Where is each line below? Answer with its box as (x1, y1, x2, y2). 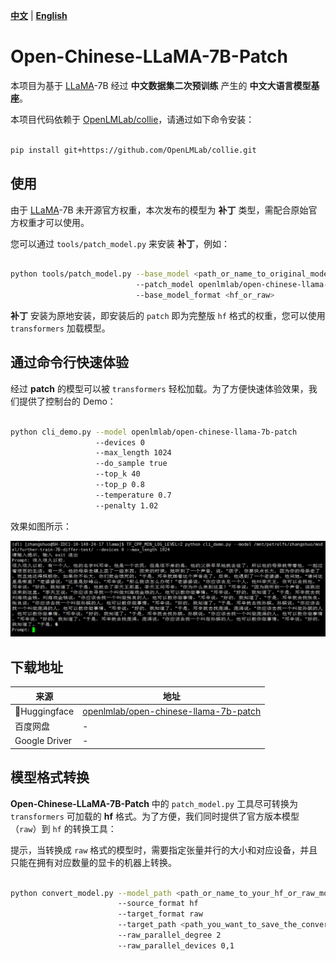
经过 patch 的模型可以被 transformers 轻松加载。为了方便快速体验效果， (10, 382, 309, 394)
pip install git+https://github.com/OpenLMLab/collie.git (10, 145, 257, 155)
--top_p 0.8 (95, 480, 145, 490)
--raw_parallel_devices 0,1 (117, 940, 235, 951)
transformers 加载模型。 (10, 322, 111, 334)
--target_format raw (117, 909, 203, 919)
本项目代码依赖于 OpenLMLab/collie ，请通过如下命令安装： (10, 113, 255, 125)
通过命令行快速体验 (10, 354, 129, 371)
